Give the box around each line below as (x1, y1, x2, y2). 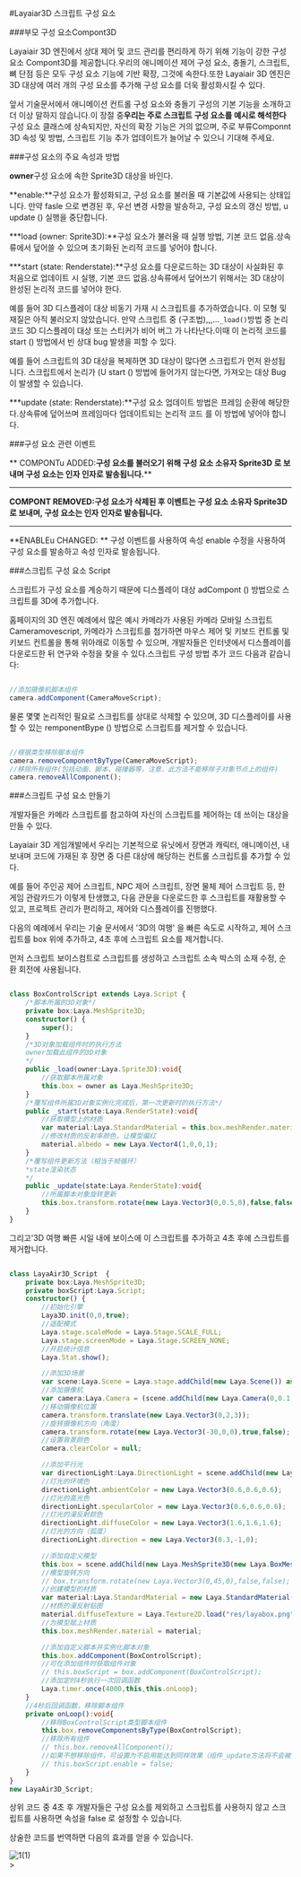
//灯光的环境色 (41, 1477, 90, 1486)
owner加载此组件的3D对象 (25, 1048, 107, 1057)
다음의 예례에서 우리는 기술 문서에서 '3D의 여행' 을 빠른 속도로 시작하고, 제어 (9, 922, 275, 933)
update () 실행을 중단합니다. (9, 212, 107, 223)
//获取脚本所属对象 (41, 1073, 103, 1082)
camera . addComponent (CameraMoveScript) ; (9, 694, 163, 703)
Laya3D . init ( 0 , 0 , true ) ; (41, 1311, 130, 1321)
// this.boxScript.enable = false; (41, 1759, 175, 1768)
